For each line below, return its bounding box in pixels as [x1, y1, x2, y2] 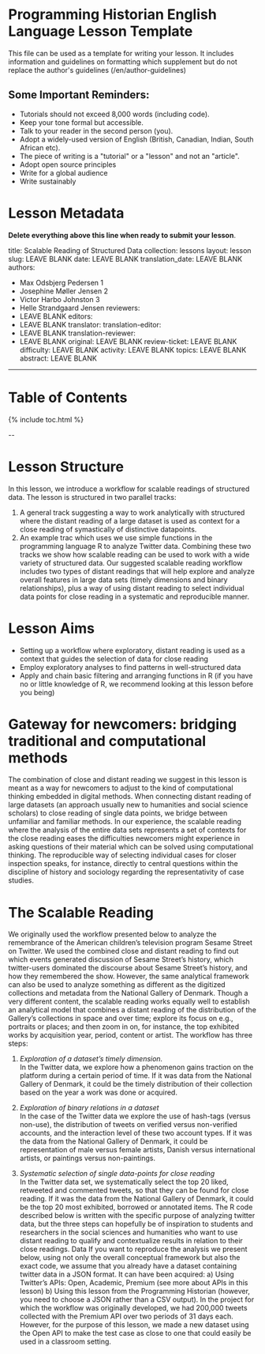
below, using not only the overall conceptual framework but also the [19, 1253, 241, 1262]
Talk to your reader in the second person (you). [19, 126, 174, 135]
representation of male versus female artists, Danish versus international [19, 1145, 256, 1155]
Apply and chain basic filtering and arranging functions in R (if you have [19, 671, 253, 680]
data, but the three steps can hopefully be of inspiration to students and [19, 1220, 254, 1229]
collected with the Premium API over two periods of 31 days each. [19, 1311, 234, 1322]
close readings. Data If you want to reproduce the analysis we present [19, 1244, 248, 1254]
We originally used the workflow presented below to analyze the [8, 929, 217, 939]
